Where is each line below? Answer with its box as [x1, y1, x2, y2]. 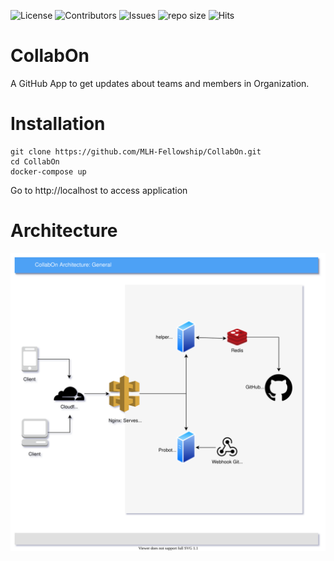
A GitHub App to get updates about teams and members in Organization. [10, 77, 310, 89]
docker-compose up [10, 166, 87, 177]
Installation [10, 113, 106, 135]
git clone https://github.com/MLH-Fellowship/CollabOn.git [10, 146, 262, 157]
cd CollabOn [10, 156, 60, 167]
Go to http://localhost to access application [10, 184, 188, 196]
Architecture [10, 220, 118, 242]
